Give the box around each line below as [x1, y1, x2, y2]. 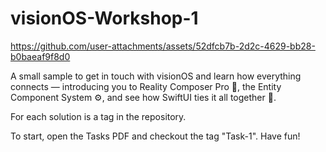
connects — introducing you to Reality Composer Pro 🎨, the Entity [10, 80, 282, 92]
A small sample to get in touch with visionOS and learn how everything [10, 70, 302, 82]
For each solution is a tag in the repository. [10, 110, 187, 122]
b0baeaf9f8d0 [10, 50, 71, 62]
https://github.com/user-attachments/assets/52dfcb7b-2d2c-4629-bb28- [10, 40, 316, 52]
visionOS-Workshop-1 [10, 7, 199, 30]
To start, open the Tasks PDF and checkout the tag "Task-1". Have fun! [10, 130, 301, 142]
